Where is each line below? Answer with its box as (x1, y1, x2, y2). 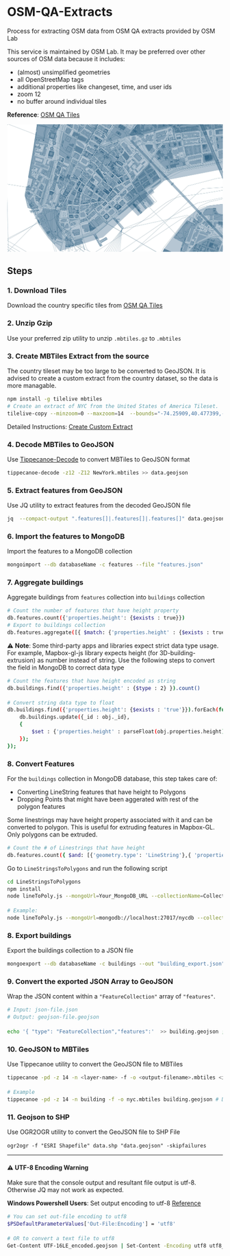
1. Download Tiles (7, 286, 67, 295)
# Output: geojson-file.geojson (7, 1014, 99, 1020)
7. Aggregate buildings (7, 578, 84, 587)
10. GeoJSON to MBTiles (7, 1044, 90, 1054)
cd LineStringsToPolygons (7, 878, 81, 885)
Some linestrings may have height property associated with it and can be (7, 815, 213, 824)
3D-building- (159, 648, 196, 656)
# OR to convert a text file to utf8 (7, 1235, 115, 1242)
